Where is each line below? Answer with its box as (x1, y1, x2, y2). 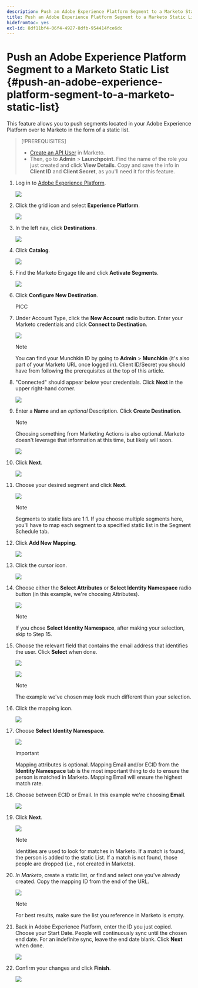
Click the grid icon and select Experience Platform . (15, 202, 140, 209)
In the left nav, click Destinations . (15, 225, 98, 232)
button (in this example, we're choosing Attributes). (15, 591, 140, 598)
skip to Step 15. (15, 631, 52, 638)
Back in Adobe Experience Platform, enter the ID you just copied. (15, 923, 173, 930)
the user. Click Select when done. (15, 648, 98, 656)
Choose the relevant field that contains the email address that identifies (15, 642, 189, 649)
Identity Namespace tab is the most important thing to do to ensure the (15, 768, 189, 775)
